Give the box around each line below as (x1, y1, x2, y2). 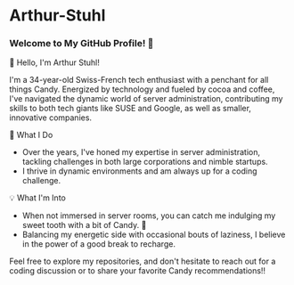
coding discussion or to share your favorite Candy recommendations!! (9, 265, 265, 276)
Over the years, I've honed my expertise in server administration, (21, 147, 261, 158)
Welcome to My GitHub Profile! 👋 (9, 37, 154, 50)
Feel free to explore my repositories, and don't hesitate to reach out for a (9, 256, 276, 267)
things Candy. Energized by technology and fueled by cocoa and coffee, (9, 84, 275, 94)
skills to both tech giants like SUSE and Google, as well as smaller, (9, 103, 252, 114)
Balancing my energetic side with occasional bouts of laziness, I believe (21, 229, 286, 240)
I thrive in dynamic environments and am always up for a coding (21, 166, 257, 176)
